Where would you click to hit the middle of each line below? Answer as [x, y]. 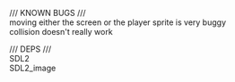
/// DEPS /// [30, 49]
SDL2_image [33, 68]
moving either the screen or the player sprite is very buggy [118, 22]
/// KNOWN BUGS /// [48, 13]
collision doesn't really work [61, 32]
